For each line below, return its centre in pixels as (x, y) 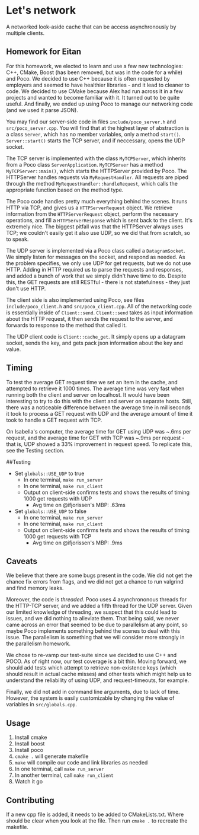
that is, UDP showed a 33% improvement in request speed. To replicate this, (99, 444)
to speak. (17, 239)
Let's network (41, 10)
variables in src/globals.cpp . (41, 705)
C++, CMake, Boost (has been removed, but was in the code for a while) (94, 72)
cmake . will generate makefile (52, 756)
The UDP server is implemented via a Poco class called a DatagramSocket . (96, 250)
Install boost (30, 744)
